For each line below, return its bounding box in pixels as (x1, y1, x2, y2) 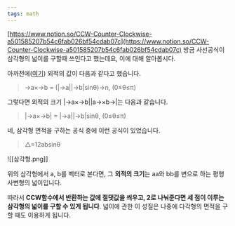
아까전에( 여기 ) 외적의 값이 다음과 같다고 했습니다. (7, 69, 142, 77)
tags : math (7, 10, 39, 18)
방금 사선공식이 (183, 45, 225, 53)
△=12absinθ (24, 140, 61, 148)
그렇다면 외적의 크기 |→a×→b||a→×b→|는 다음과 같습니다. (7, 98, 168, 106)
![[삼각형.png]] (7, 154, 48, 163)
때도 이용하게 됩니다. (14, 211, 72, 219)
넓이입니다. (31, 178, 62, 187)
